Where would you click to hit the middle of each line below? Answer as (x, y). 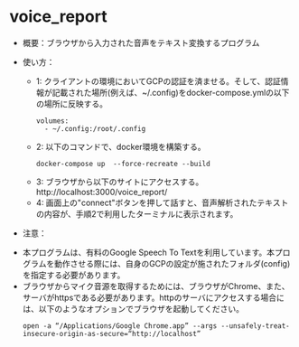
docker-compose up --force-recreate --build (123, 164)
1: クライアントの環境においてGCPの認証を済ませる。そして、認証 (159, 81)
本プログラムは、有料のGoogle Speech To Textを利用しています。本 (149, 252)
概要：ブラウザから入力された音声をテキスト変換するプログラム (141, 42)
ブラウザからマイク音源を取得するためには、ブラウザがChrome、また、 (156, 286)
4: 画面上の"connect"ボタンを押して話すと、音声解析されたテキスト (162, 202)
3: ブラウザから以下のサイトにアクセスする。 (120, 182)
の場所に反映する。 (72, 103)
